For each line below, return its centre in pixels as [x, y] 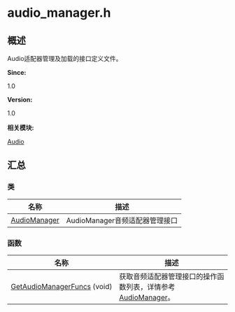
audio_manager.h [59, 13]
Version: [20, 100]
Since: [17, 72]
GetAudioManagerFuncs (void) [62, 286]
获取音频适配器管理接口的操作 [168, 276]
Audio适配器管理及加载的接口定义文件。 [65, 58]
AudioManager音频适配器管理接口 [122, 220]
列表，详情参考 [150, 287]
